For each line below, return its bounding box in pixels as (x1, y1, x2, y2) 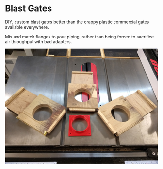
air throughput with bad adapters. (5, 38, 72, 44)
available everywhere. (5, 24, 49, 30)
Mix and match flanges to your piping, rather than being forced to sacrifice (5, 34, 154, 39)
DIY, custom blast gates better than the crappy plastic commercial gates (5, 19, 149, 25)
